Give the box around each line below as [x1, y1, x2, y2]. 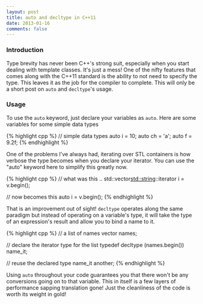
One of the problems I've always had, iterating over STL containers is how [6, 150, 191, 157]
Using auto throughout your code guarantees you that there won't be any [6, 271, 189, 279]
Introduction [6, 46, 44, 55]
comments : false [6, 25, 47, 32]
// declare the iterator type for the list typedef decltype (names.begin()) [6, 241, 185, 248]
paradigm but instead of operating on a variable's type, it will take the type [6, 211, 192, 219]
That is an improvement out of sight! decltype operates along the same [6, 205, 184, 212]
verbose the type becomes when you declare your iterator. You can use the [6, 157, 195, 164]
